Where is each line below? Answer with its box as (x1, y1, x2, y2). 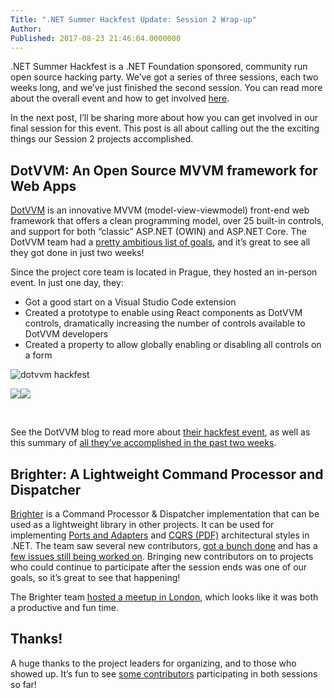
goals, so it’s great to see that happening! (10, 572, 181, 583)
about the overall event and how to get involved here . (10, 92, 230, 105)
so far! (10, 678, 37, 690)
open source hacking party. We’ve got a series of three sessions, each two (10, 71, 319, 83)
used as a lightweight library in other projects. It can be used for (10, 519, 275, 530)
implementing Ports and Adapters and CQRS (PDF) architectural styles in (10, 529, 310, 541)
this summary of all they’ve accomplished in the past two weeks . (10, 437, 277, 449)
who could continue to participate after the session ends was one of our (10, 561, 308, 573)
